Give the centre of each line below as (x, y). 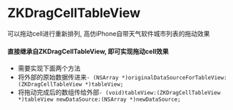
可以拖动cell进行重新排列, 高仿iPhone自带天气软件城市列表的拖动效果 (109, 33)
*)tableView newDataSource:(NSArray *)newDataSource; (99, 100)
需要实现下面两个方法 (49, 68)
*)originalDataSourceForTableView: (174, 78)
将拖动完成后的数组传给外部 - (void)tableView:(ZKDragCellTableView (119, 92)
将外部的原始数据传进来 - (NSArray (68, 77)
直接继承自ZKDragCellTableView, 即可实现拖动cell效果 (88, 51)
